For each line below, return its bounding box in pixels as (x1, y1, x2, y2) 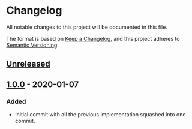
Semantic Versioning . (6, 41, 59, 49)
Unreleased (6, 59, 51, 69)
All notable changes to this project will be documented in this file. (6, 23, 168, 31)
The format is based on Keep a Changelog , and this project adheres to (6, 35, 180, 42)
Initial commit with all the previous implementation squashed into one (14, 111, 186, 118)
